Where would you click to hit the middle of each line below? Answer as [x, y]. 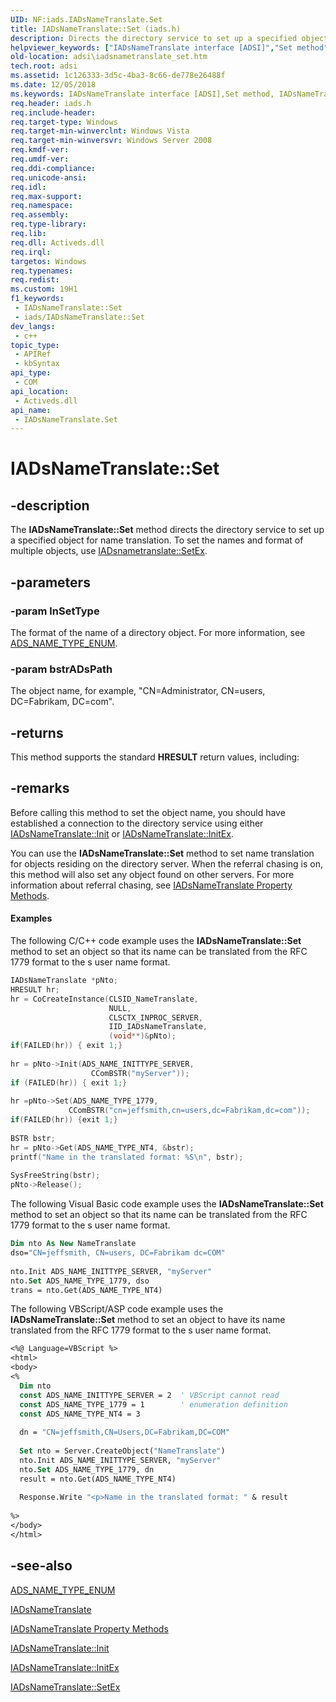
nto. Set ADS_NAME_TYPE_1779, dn [87, 1469]
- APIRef [33, 354]
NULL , [120, 1008]
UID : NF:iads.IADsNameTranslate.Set [86, 19]
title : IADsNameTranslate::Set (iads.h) [96, 29]
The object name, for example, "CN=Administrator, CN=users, [138, 691]
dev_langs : [33, 326]
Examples [31, 918]
